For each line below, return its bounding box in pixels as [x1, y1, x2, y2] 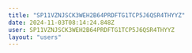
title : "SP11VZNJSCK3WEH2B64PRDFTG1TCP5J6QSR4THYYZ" [8, 11, 186, 19]
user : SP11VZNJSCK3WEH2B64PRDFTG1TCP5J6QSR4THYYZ [8, 26, 175, 34]
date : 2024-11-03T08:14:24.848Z [8, 19, 115, 26]
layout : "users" [8, 33, 62, 41]
